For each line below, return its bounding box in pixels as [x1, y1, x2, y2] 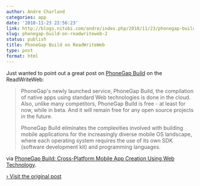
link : [6, 25, 20, 32]
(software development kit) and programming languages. [20, 143, 161, 150]
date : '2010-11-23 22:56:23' [6, 20, 79, 26]
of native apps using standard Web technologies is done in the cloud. [20, 94, 191, 101]
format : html [6, 53, 39, 59]
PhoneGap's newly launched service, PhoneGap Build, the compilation [20, 87, 194, 94]
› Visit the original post [6, 172, 62, 179]
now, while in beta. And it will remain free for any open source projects [20, 106, 194, 113]
